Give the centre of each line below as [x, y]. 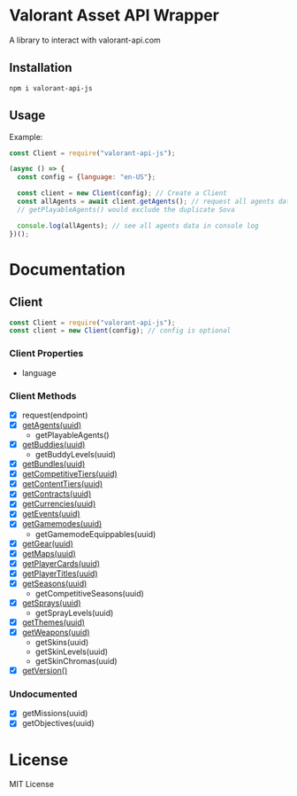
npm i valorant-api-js [51, 88]
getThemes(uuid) [53, 622]
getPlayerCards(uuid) [61, 563]
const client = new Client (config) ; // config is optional [120, 331]
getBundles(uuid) [53, 464]
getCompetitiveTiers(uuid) [69, 474]
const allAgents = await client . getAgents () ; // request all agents [146, 202]
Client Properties [46, 354]
